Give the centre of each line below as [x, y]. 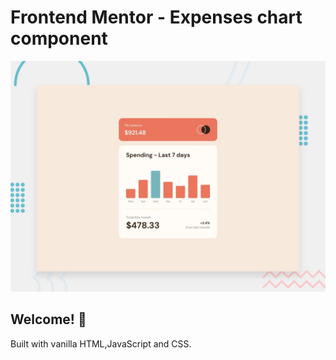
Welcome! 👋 [48, 319]
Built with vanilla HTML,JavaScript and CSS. [101, 343]
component [59, 38]
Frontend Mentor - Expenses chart [156, 17]
